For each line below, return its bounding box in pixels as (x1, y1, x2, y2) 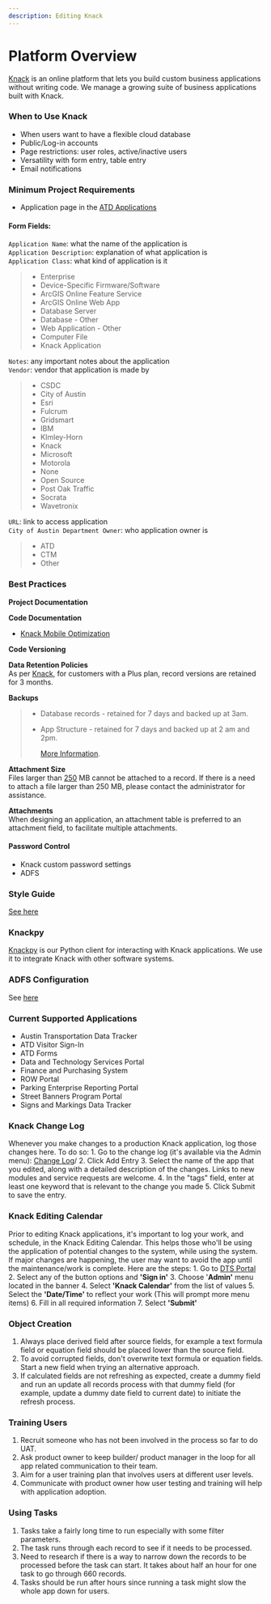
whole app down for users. (19, 1585, 110, 1596)
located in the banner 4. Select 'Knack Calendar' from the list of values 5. (8, 1281, 255, 1290)
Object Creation (8, 1318, 72, 1329)
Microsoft (40, 450, 73, 459)
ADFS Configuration (8, 974, 89, 985)
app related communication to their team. (19, 1461, 159, 1471)
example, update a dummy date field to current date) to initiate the (19, 1388, 241, 1397)
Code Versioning (8, 644, 66, 654)
